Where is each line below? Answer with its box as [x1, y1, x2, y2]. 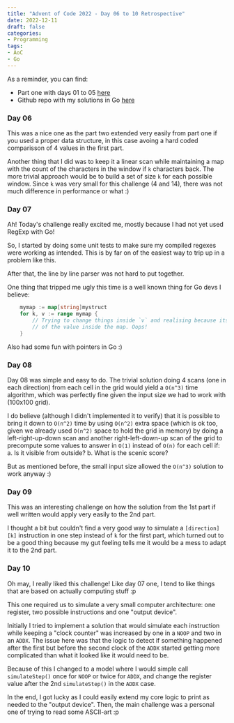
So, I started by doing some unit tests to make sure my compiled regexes [7, 241, 217, 250]
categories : [7, 29, 42, 37]
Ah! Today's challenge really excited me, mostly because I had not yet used [7, 221, 224, 229]
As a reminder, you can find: [7, 75, 88, 83]
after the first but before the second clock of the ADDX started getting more [7, 643, 221, 652]
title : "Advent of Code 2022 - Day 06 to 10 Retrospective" [7, 10, 186, 17]
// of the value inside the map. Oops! [32, 323, 148, 330]
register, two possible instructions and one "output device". [7, 608, 178, 616]
